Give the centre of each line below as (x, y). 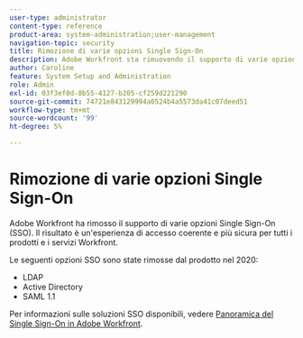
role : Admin (32, 85)
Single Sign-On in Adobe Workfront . (76, 323)
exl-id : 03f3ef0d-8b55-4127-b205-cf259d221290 (98, 93)
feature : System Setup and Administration (90, 77)
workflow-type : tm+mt (50, 110)
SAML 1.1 (39, 296)
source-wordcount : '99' (54, 118)
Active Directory (53, 287)
